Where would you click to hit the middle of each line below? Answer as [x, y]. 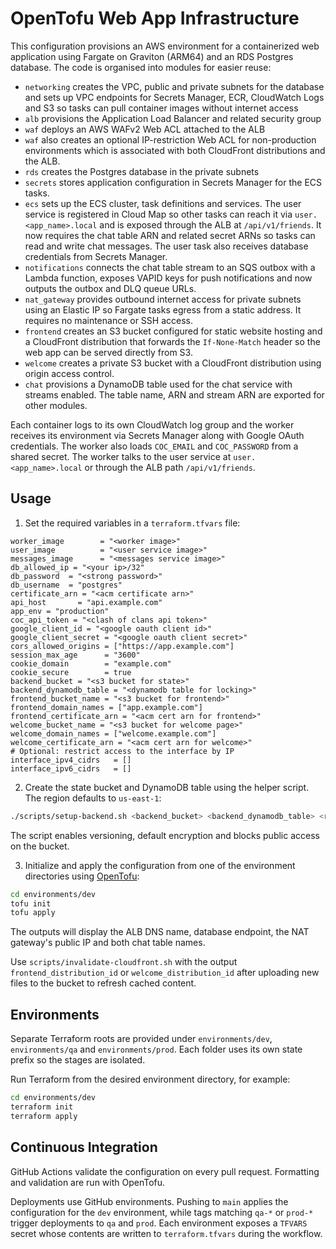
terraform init [42, 1107]
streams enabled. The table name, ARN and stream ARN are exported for [174, 394]
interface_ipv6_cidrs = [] [71, 768]
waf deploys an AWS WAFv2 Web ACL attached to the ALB [145, 129]
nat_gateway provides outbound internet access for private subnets [163, 299]
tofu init [31, 903]
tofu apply [33, 913]
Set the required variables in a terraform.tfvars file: [132, 523]
